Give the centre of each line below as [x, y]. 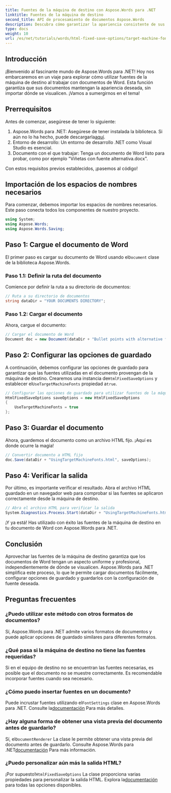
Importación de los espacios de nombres [71, 184]
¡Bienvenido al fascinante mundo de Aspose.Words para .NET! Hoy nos [80, 71]
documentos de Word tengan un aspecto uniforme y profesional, [73, 561]
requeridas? [21, 656]
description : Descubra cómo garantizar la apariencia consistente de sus [85, 24]
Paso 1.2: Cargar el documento [44, 314]
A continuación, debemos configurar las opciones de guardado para [77, 367]
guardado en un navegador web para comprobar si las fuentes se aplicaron [84, 493]
